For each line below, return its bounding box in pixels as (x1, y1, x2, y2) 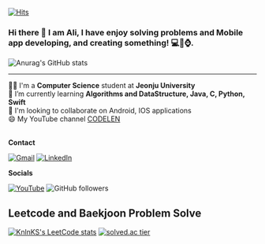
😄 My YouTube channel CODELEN (8, 114, 121, 124)
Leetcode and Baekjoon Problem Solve (8, 206, 202, 220)
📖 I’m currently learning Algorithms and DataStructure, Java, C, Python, (8, 89, 245, 98)
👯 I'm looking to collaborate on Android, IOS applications (8, 106, 192, 116)
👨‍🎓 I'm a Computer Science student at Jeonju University (8, 81, 196, 91)
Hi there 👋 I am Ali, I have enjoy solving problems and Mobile (8, 27, 244, 38)
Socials (8, 168, 33, 178)
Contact (8, 138, 35, 147)
